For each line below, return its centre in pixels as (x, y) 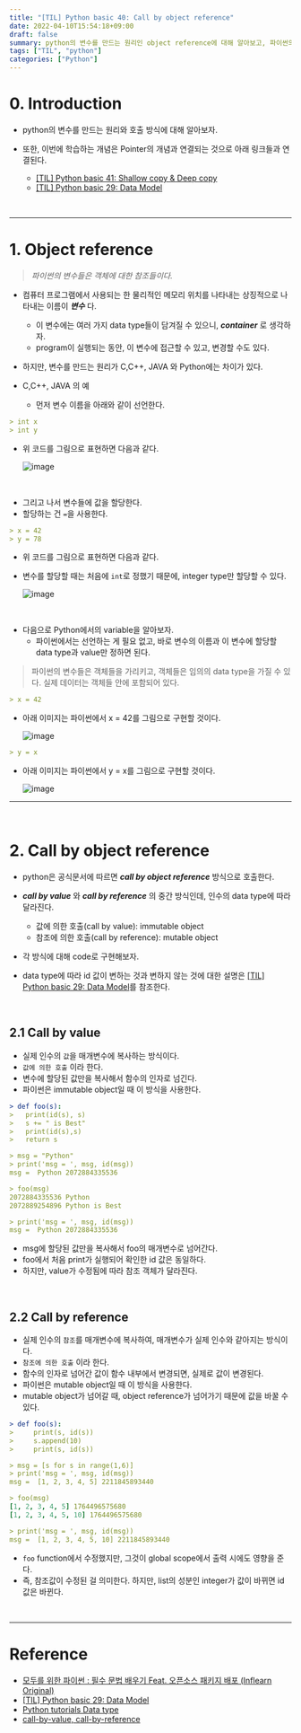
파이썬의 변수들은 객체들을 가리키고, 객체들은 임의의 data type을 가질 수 (156, 672)
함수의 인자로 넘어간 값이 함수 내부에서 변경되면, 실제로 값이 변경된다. (143, 1374)
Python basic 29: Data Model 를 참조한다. (96, 987)
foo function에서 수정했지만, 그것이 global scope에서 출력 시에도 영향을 (148, 1558)
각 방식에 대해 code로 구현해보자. (81, 956)
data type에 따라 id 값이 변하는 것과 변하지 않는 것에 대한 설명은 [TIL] (143, 976)
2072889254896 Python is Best (66, 1205)
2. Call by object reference (110, 851)
